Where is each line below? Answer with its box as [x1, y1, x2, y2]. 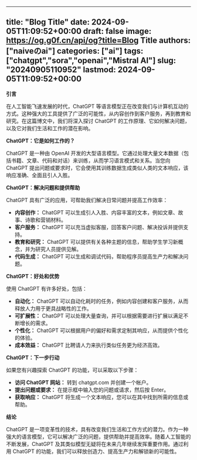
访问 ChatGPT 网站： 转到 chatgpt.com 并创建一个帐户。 [14, 379, 152, 386]
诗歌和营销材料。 [25, 216, 66, 223]
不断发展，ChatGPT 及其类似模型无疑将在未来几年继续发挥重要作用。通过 [6, 440, 184, 447]
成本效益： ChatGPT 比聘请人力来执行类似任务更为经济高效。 [14, 341, 163, 349]
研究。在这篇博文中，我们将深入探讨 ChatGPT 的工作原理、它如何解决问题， [6, 117, 191, 124]
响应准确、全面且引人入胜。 [6, 171, 73, 179]
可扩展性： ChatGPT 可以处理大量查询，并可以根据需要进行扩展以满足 [14, 312, 184, 319]
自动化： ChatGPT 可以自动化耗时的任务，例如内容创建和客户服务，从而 [14, 297, 189, 305]
